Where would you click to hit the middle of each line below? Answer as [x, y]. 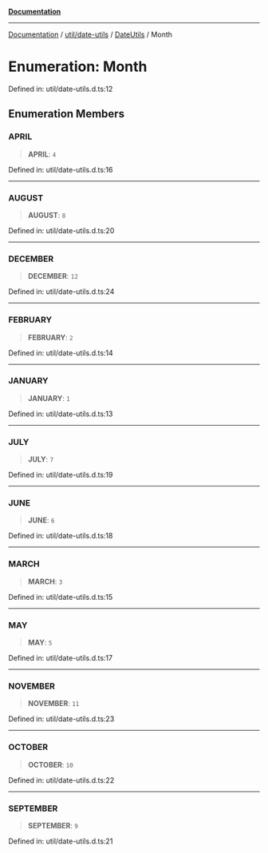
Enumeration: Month [78, 67]
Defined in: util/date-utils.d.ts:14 [61, 353]
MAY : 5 [40, 643]
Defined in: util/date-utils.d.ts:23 [61, 719]
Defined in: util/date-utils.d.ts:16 [61, 169]
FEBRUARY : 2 [50, 337]
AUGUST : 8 [47, 215]
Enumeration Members [67, 114]
